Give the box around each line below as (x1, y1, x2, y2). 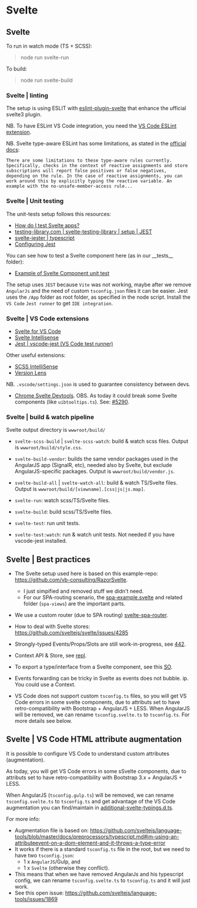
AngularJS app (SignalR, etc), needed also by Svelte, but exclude (14, 462, 172, 469)
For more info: (6, 815, 40, 822)
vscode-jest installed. (14, 538, 68, 545)
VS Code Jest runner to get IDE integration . (6, 299, 113, 306)
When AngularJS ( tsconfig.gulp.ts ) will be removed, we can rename (6, 792, 174, 799)
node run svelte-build (20, 77, 73, 84)
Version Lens (14, 369, 47, 376)
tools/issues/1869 (14, 895, 58, 903)
